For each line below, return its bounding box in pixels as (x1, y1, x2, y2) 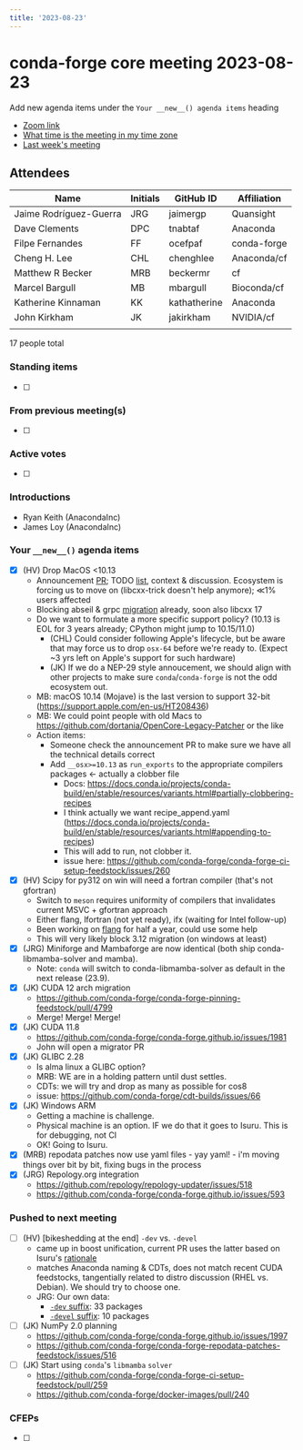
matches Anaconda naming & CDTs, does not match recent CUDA (35, 1262, 284, 1273)
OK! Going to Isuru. (35, 1140, 108, 1151)
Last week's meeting (22, 138, 101, 150)
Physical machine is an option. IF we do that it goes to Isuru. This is (35, 1120, 288, 1131)
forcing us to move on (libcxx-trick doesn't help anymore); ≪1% (35, 584, 277, 595)
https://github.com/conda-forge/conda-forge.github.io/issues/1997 (35, 1330, 288, 1341)
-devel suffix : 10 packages (49, 1310, 150, 1321)
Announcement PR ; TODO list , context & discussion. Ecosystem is (35, 574, 284, 585)
